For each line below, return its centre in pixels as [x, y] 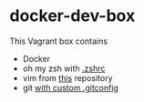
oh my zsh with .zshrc [64, 68]
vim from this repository [67, 77]
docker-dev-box [72, 16]
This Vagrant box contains [58, 41]
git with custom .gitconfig [70, 87]
